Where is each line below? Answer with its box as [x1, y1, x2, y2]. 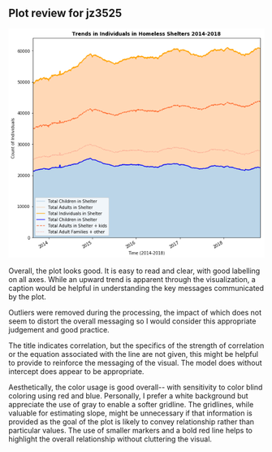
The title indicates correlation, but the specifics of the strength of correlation [8, 341, 265, 350]
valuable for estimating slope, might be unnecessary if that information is [8, 408, 253, 418]
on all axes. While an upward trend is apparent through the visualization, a [8, 274, 256, 284]
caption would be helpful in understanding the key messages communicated [8, 283, 265, 293]
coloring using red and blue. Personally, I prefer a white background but [8, 390, 249, 401]
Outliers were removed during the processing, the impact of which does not [8, 307, 262, 317]
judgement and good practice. [8, 324, 110, 334]
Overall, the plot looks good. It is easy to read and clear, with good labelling [8, 266, 261, 276]
